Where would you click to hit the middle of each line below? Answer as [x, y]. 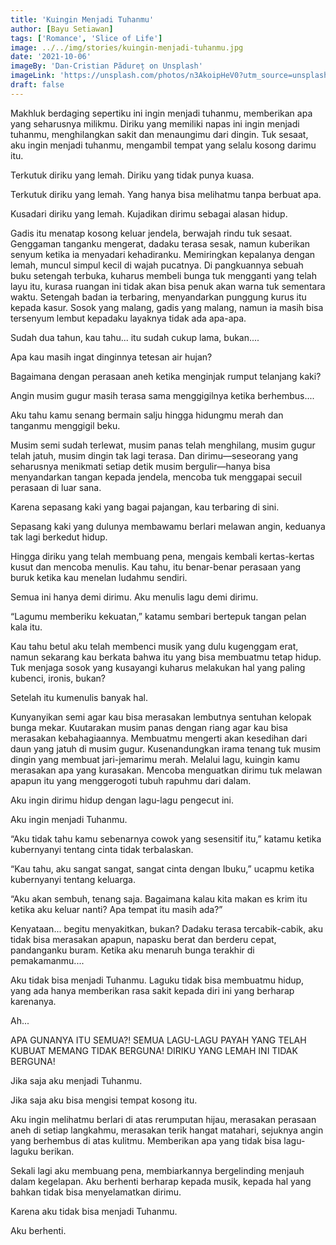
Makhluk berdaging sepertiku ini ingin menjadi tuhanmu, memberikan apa [161, 113]
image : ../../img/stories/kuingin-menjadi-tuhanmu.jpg [127, 47]
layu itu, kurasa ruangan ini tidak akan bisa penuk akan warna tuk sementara [168, 286]
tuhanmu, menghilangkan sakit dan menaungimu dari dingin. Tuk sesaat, [159, 134]
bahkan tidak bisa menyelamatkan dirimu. [96, 1192]
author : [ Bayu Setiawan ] [62, 29]
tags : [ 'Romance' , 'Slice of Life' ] [86, 38]
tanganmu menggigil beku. [65, 425]
